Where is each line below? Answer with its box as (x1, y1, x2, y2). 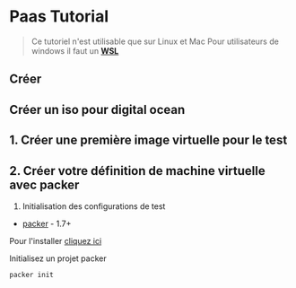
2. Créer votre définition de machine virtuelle (9, 163, 266, 179)
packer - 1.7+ (22, 218, 72, 229)
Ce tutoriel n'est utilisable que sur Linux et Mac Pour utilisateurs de (30, 36, 280, 47)
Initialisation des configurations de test (22, 200, 166, 212)
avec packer (9, 177, 80, 192)
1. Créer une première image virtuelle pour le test (9, 133, 288, 148)
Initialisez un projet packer (9, 253, 107, 264)
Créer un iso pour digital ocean (9, 101, 186, 118)
